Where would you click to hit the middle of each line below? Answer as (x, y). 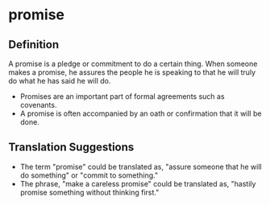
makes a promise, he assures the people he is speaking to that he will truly (132, 72)
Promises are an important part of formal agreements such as (122, 96)
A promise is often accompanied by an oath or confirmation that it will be (141, 113)
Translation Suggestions (71, 148)
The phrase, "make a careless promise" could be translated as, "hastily (138, 183)
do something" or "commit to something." (89, 175)
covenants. (38, 105)
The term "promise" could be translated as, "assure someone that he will (141, 166)
